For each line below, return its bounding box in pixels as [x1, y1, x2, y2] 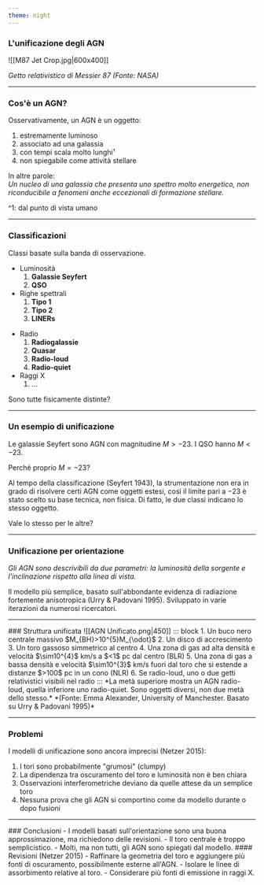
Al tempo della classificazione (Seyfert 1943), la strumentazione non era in [8, 478, 249, 487]
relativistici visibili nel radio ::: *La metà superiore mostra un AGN [8, 676, 220, 686]
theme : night [8, 11, 51, 20]
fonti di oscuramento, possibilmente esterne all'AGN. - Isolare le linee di [8, 860, 240, 869]
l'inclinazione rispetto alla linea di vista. [8, 572, 137, 581]
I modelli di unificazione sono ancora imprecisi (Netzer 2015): [8, 746, 207, 756]
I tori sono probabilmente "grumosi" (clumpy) [19, 761, 167, 772]
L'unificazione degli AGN [8, 37, 104, 48]
